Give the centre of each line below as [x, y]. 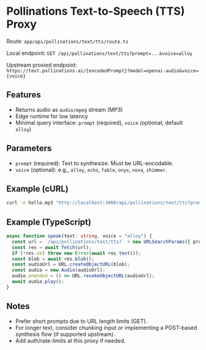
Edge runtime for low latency [51, 116]
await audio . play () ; [38, 282]
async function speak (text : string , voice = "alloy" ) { [79, 236]
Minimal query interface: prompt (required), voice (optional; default [99, 122]
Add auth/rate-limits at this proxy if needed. [70, 340]
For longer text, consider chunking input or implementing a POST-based [106, 327]
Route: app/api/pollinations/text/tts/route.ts [67, 41]
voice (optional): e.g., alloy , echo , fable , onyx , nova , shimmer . [91, 169]
